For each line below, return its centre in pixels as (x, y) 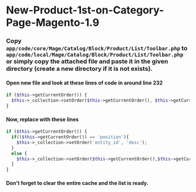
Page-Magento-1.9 (53, 23)
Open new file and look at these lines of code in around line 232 (85, 83)
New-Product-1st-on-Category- (85, 10)
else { (19, 153)
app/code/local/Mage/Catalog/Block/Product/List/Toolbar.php (95, 55)
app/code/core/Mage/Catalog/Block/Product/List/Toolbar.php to (97, 49)
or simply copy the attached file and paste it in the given (87, 61)
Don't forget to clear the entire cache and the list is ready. (77, 183)
